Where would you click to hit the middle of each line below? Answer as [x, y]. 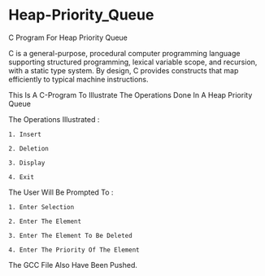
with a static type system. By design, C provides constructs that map [124, 70]
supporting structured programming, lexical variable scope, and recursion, [133, 62]
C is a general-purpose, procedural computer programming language [124, 53]
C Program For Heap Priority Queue [68, 37]
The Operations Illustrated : [54, 119]
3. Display [27, 163]
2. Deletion [28, 148]
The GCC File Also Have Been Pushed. [73, 265]
